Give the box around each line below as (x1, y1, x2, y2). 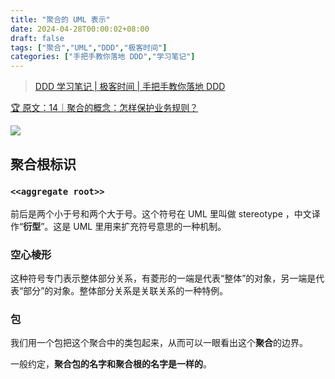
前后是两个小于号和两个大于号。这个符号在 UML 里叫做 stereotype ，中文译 (10, 207, 321, 220)
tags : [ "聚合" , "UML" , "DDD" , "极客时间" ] (10, 42, 168, 53)
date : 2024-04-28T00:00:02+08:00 (10, 24, 150, 34)
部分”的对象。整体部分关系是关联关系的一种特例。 (23, 285, 229, 297)
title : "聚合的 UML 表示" (10, 14, 111, 25)
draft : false (10, 33, 65, 43)
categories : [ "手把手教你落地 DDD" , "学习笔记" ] (10, 52, 196, 62)
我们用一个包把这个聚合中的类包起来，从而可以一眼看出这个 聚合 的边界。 (10, 337, 308, 349)
